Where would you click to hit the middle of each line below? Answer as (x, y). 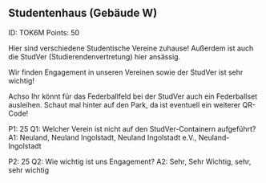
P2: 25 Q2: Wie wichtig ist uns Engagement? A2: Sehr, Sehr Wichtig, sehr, (130, 161)
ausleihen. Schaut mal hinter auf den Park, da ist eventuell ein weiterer (125, 104)
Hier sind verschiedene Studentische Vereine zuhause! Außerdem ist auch (131, 48)
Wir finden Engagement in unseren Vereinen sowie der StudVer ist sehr (126, 72)
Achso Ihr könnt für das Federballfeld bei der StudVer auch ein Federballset (133, 96)
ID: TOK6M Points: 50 (44, 32)
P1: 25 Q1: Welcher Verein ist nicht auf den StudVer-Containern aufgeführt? (132, 128)
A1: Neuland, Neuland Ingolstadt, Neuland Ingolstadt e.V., (103, 137)
